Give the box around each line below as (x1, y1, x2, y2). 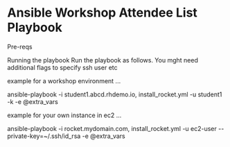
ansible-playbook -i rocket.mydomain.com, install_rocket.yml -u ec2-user (7, 124, 217, 132)
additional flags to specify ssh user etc (7, 63, 118, 71)
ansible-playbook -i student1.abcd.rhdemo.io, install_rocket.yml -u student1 (7, 90, 222, 98)
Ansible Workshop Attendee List (7, 5, 197, 21)
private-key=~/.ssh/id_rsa (7, 132, 81, 140)
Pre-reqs (7, 42, 33, 51)
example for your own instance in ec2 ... (7, 111, 122, 119)
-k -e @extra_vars (7, 97, 59, 105)
